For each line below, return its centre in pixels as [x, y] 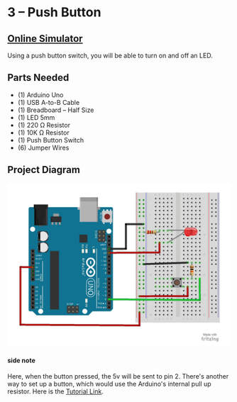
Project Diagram [44, 170]
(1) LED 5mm [36, 117]
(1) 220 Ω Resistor [44, 125]
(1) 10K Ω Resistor [43, 133]
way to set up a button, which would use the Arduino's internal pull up [109, 384]
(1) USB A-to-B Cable [49, 102]
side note [21, 361]
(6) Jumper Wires [43, 147]
